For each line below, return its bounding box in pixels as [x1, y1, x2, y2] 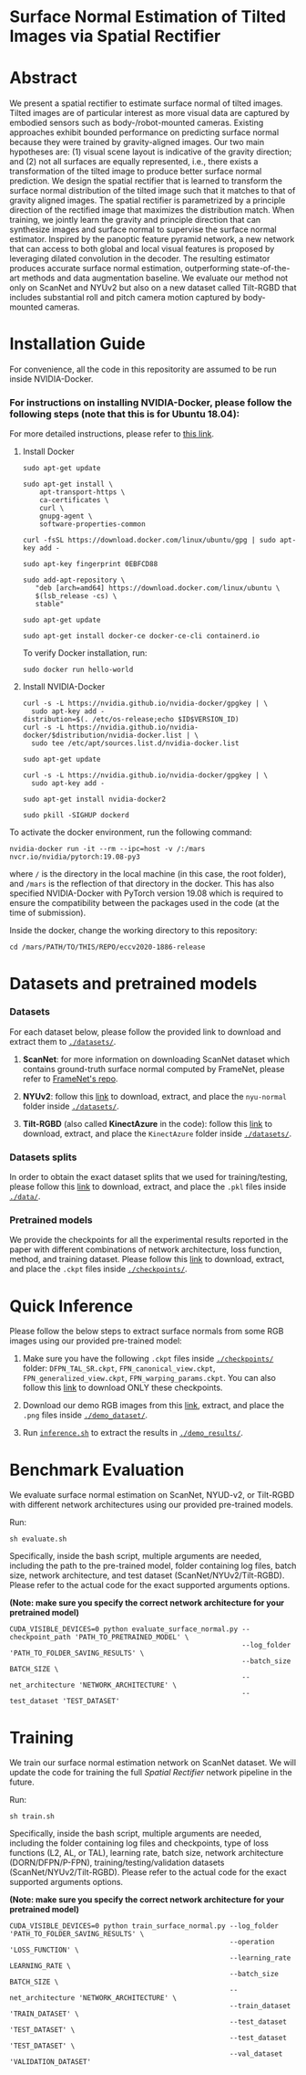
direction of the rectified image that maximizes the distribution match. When [9, 205, 295, 216]
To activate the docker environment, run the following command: [9, 827, 252, 837]
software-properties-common [39, 520, 146, 529]
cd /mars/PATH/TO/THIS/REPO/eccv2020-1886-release [9, 943, 206, 952]
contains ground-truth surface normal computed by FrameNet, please [22, 1063, 285, 1074]
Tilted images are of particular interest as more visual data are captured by [9, 108, 290, 119]
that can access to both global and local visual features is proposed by [9, 244, 275, 255]
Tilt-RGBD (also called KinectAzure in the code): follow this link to [22, 1118, 273, 1129]
